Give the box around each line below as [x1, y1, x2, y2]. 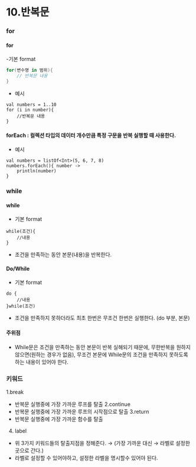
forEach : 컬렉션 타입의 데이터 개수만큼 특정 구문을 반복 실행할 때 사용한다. [6, 132, 176, 139]
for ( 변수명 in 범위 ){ [6, 68, 53, 73]
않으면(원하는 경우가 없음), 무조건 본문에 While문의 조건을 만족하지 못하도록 [14, 351, 188, 358]
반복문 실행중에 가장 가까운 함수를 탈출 [14, 415, 103, 423]
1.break [6, 388, 24, 395]
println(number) [17, 168, 57, 174]
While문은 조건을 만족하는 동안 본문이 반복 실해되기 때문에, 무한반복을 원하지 [14, 343, 191, 350]
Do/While [6, 265, 30, 272]
